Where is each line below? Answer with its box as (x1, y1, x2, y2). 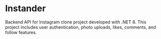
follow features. (5, 29, 37, 35)
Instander (5, 3, 46, 14)
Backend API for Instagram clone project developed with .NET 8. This (5, 19, 147, 25)
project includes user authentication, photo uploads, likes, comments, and (5, 24, 156, 30)
